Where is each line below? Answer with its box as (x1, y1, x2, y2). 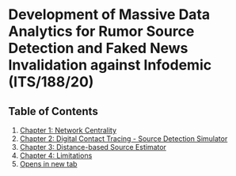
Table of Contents (8, 105, 99, 118)
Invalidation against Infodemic (8, 56, 212, 75)
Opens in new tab (19, 159, 78, 168)
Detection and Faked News (8, 40, 188, 57)
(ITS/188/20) (8, 73, 94, 91)
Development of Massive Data (8, 6, 211, 24)
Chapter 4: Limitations (19, 151, 93, 160)
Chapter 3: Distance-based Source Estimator (19, 143, 166, 151)
